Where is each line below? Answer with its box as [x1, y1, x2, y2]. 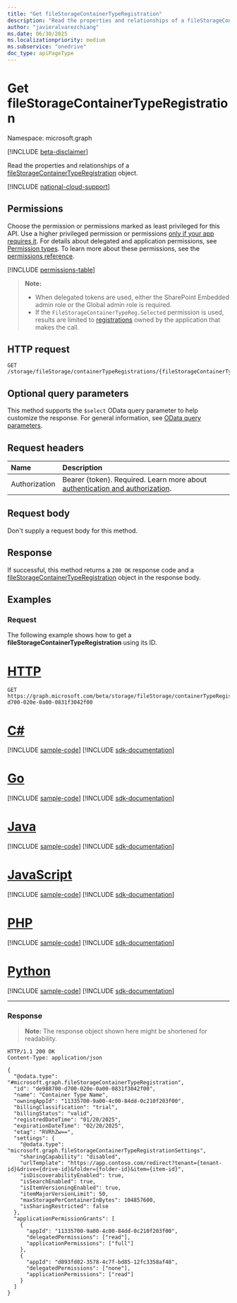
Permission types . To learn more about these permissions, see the [7, 244, 200, 253]
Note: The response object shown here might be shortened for [24, 1027, 208, 1036]
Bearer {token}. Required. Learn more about [62, 475, 207, 485]
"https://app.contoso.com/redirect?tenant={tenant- [67, 1159, 222, 1167]
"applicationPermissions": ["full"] [25, 1240, 134, 1247]
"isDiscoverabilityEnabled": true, [20, 1172, 125, 1179]
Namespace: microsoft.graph [7, 134, 92, 142]
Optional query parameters [7, 387, 129, 400]
